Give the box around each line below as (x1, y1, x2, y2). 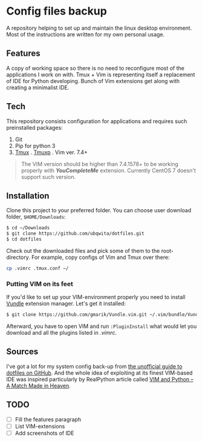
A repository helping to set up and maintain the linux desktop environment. (6, 24, 192, 32)
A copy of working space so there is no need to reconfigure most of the (6, 64, 185, 72)
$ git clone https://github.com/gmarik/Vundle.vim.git (6, 312, 147, 318)
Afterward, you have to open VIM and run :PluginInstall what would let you (6, 323, 198, 330)
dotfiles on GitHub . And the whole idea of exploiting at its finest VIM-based (6, 369, 193, 377)
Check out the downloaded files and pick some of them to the (6, 247, 160, 254)
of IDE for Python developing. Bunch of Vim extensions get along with (6, 77, 180, 84)
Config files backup (6, 4, 108, 18)
